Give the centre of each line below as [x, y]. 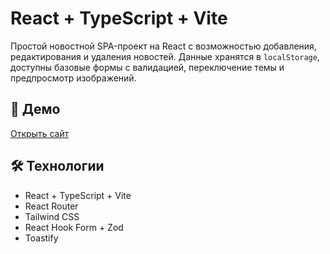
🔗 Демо [35, 109]
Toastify [41, 238]
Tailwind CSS [52, 216]
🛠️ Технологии [57, 166]
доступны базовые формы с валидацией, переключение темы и [147, 67]
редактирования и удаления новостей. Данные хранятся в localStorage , [165, 56]
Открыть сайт [40, 133]
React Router [51, 206]
